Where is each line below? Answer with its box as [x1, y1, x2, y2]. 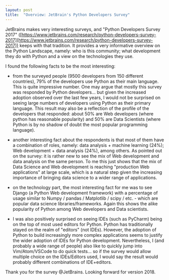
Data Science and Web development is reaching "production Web [12, 164, 150, 170]
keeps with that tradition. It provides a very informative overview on [19, 42, 160, 48]
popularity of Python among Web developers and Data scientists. [12, 206, 149, 212]
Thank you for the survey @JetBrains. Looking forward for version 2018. [5, 269, 156, 275]
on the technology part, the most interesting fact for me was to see [12, 184, 153, 191]
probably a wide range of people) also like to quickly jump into [12, 242, 143, 249]
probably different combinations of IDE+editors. [12, 259, 112, 265]
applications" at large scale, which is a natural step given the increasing [12, 169, 162, 175]
